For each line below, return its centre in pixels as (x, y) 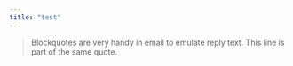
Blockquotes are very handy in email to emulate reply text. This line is (158, 42)
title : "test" (36, 17)
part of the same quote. (74, 51)
